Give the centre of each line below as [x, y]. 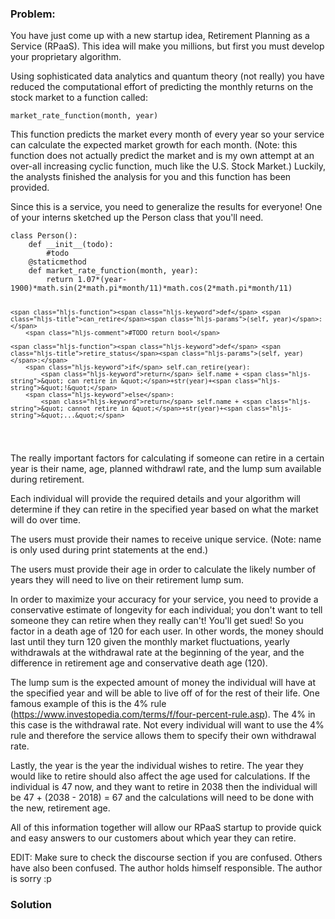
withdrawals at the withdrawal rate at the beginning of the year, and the [157, 653]
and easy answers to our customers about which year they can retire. [153, 838]
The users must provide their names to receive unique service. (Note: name [166, 539]
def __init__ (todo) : [71, 245]
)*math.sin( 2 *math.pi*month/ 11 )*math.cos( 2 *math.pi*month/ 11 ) [160, 288]
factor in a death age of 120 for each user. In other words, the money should [167, 631]
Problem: [33, 14]
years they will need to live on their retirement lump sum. [127, 580]
